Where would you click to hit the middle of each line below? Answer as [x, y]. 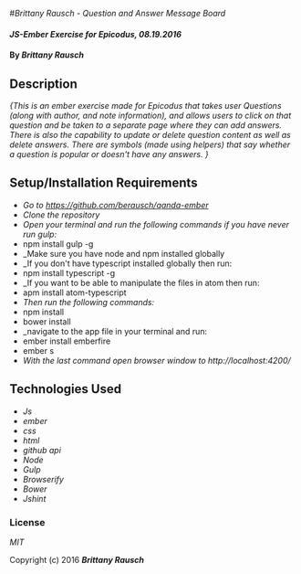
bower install [47, 321]
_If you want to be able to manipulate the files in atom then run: [141, 282]
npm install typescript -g [69, 272]
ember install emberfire [67, 341]
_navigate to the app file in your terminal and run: [115, 331]
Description [43, 84]
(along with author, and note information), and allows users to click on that [150, 115]
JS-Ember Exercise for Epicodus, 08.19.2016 [96, 34]
